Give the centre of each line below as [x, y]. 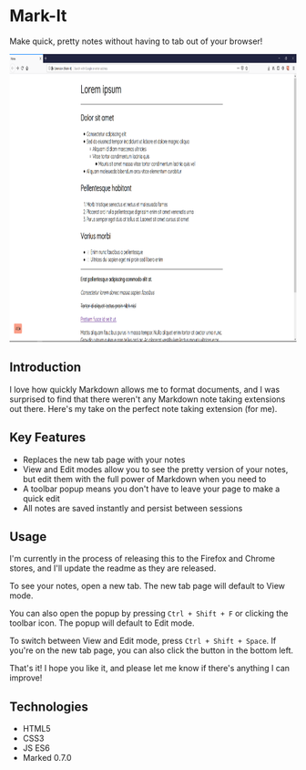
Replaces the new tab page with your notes [104, 459]
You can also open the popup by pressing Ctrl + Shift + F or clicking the [149, 614]
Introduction [46, 368]
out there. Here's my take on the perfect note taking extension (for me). [143, 408]
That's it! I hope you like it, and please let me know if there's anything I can [149, 669]
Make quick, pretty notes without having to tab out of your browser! [136, 41]
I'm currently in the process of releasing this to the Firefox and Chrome [143, 559]
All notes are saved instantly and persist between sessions [133, 508]
